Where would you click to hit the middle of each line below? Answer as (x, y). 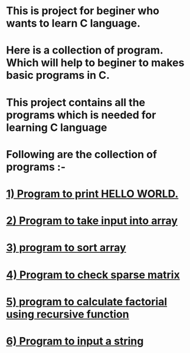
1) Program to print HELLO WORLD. (92, 194)
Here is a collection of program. (85, 50)
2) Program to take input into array (92, 221)
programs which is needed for (81, 115)
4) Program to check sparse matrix (93, 275)
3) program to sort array (66, 248)
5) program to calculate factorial (87, 301)
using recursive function (68, 314)
